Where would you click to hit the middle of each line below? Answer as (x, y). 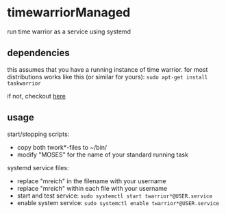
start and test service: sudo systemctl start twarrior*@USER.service (115, 196)
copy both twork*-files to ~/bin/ (62, 147)
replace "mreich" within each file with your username (92, 188)
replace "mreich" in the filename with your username (91, 181)
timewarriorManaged (69, 13)
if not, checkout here (37, 96)
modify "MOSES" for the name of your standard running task (102, 155)
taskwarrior (24, 83)
